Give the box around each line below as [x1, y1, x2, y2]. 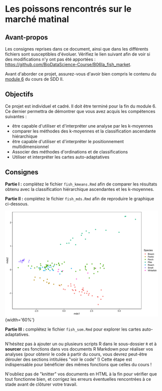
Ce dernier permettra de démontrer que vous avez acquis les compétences [5, 108, 156, 114]
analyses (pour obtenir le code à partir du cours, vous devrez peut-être [5, 352, 147, 357]
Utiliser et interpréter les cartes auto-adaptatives [12, 154, 110, 160]
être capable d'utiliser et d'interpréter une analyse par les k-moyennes [12, 123, 153, 129]
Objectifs [5, 90, 34, 98]
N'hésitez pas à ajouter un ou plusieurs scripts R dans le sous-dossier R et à [5, 341, 157, 347]
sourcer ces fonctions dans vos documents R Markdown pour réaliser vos [5, 346, 153, 352]
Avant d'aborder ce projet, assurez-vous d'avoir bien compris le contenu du [5, 71, 157, 76]
